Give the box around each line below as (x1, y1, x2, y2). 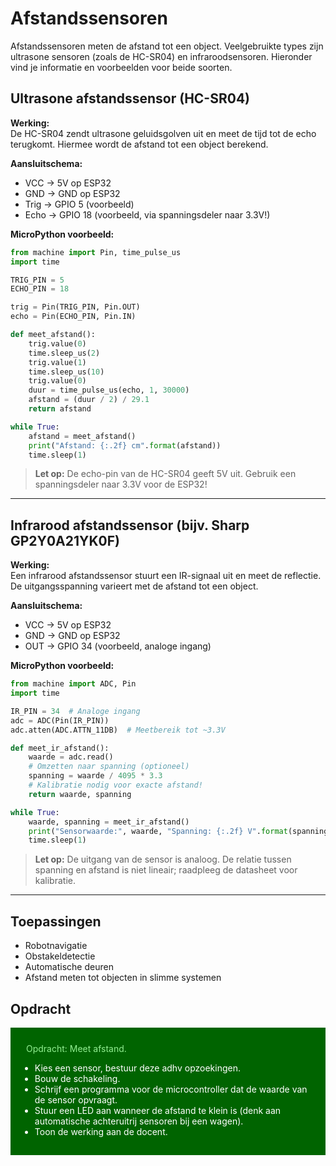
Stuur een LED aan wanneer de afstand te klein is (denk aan (34, 1104, 282, 1116)
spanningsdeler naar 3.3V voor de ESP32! (34, 478, 208, 491)
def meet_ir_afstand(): (10, 743, 110, 753)
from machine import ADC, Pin (10, 679, 137, 689)
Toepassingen (10, 913, 102, 930)
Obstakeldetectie (24, 950, 96, 962)
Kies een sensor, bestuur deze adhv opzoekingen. (34, 1062, 241, 1074)
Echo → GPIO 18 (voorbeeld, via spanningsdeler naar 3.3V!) (24, 208, 271, 221)
